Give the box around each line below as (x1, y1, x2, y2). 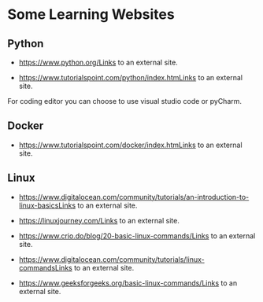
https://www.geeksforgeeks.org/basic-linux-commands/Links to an (18, 278, 238, 288)
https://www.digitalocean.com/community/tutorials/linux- (18, 254, 206, 264)
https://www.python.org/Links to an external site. (18, 57, 178, 67)
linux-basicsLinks (18, 201, 76, 210)
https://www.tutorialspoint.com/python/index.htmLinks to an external (18, 73, 243, 82)
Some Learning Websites (7, 6, 175, 24)
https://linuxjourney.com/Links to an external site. (18, 215, 180, 225)
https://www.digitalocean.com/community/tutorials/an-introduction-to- (18, 192, 250, 201)
